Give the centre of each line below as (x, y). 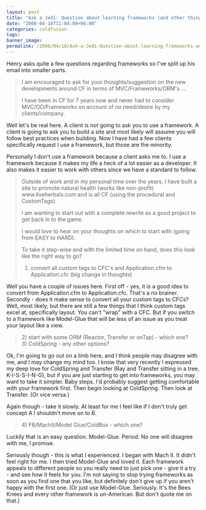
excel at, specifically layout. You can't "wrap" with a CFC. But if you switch (101, 312)
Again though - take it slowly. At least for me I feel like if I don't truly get (97, 406)
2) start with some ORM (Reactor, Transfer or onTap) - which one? (105, 337)
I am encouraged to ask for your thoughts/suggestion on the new (103, 82)
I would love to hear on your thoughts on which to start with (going (105, 231)
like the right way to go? (52, 256)
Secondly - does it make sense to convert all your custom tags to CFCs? (97, 299)
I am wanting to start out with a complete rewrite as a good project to (109, 212)
